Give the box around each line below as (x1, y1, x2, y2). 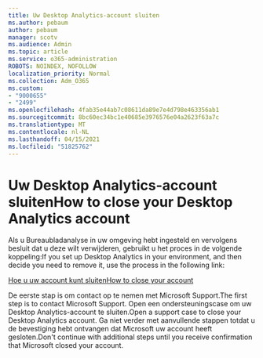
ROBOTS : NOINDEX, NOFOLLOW (8, 63, 97, 71)
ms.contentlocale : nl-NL (8, 128, 89, 136)
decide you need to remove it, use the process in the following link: (8, 260, 225, 270)
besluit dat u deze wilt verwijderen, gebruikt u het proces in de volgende (8, 244, 243, 253)
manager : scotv (8, 33, 58, 42)
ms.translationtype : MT (8, 121, 86, 128)
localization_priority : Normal (8, 70, 111, 78)
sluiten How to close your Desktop (8, 193, 233, 211)
